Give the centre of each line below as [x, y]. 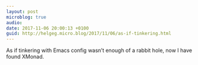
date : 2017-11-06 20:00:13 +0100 [48, 28]
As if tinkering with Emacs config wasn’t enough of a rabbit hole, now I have [99, 50]
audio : [14, 22]
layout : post [22, 12]
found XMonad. [25, 57]
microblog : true [26, 17]
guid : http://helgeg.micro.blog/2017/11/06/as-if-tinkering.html [89, 34]
